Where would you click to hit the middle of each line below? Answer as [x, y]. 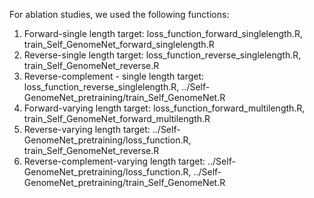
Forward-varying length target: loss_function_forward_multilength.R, [164, 108]
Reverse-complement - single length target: [114, 76]
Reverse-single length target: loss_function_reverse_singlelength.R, [162, 55]
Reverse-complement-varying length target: [114, 161]
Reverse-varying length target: [87, 129]
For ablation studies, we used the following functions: [119, 14]
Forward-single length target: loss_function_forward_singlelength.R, [163, 33]
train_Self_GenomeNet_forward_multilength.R [117, 118]
